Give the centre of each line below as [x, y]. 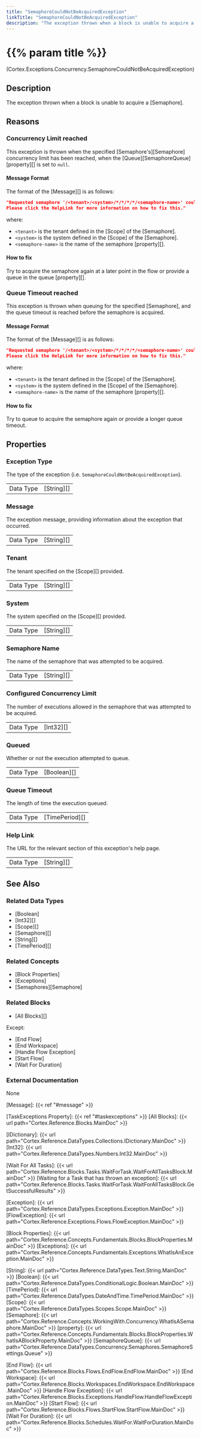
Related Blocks [28, 1003]
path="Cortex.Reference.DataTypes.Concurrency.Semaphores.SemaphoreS [100, 1347]
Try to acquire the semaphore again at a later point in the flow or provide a [98, 271]
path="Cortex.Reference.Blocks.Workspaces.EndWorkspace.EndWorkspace [100, 1384]
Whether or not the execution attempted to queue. [68, 758]
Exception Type [29, 461]
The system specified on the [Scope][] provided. [66, 616]
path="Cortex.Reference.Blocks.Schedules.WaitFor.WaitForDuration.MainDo [100, 1422]
